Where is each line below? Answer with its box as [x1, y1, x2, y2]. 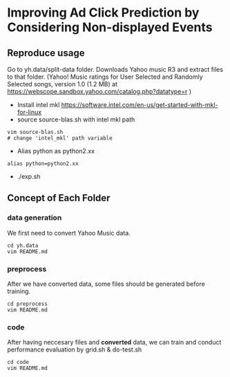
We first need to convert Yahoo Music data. [7, 229, 131, 237]
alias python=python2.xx [7, 160, 79, 167]
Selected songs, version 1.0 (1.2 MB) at [7, 80, 117, 88]
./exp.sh [17, 173, 41, 180]
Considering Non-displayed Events [7, 19, 213, 35]
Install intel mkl [17, 101, 60, 108]
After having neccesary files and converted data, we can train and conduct [7, 338, 222, 347]
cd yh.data [7, 242, 39, 249]
